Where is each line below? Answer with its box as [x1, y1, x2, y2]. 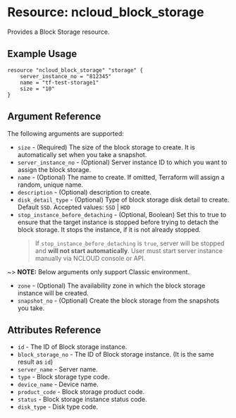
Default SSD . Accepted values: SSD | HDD [17, 202, 130, 211]
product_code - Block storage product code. [17, 388, 145, 396]
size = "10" [20, 85, 55, 92]
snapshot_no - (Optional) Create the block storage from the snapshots [17, 296, 220, 305]
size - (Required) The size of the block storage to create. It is [17, 142, 196, 152]
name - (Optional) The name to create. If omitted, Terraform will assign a [17, 173, 225, 181]
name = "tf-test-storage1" [20, 79, 99, 86]
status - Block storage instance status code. [17, 395, 147, 404]
